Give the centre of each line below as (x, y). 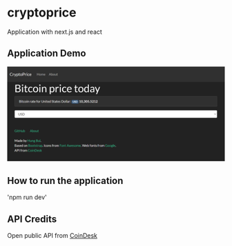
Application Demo (47, 53)
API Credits (32, 219)
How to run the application (65, 181)
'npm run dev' (27, 197)
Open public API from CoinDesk (52, 236)
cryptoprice (42, 13)
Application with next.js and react (55, 32)
